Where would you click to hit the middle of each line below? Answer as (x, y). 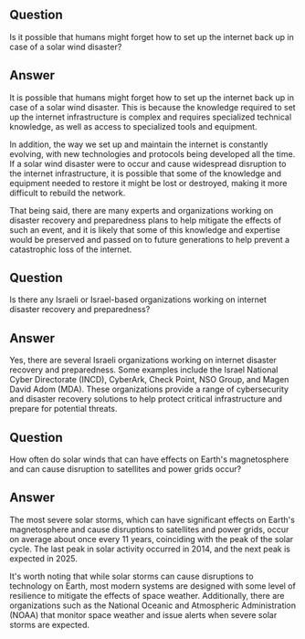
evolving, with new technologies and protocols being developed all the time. (152, 153)
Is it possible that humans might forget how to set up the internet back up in (152, 37)
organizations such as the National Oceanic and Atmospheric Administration (153, 605)
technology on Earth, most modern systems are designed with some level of (153, 586)
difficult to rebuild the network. (68, 193)
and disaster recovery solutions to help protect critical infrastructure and (146, 399)
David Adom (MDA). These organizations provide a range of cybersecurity (149, 389)
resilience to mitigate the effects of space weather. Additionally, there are (147, 595)
